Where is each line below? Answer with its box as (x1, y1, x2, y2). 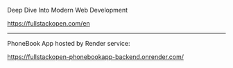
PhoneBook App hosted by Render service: (7, 40, 130, 47)
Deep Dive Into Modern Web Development (7, 6, 128, 14)
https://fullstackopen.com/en (7, 19, 90, 27)
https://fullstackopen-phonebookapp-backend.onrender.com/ (7, 53, 184, 61)
